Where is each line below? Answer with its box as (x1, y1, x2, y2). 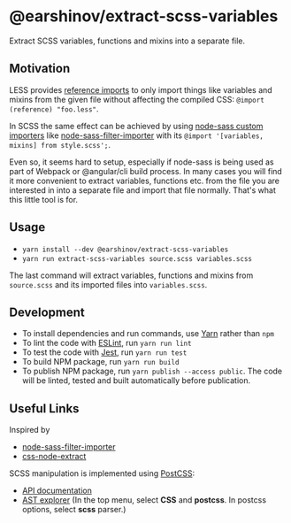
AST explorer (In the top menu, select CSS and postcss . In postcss (21, 495, 267, 505)
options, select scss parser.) (21, 504, 126, 515)
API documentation (21, 485, 93, 496)
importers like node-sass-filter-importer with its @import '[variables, (9, 130, 264, 141)
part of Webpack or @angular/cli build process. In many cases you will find (9, 165, 283, 176)
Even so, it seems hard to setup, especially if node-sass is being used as (9, 157, 274, 167)
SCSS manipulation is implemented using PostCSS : (9, 468, 195, 479)
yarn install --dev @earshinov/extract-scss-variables (21, 245, 229, 254)
